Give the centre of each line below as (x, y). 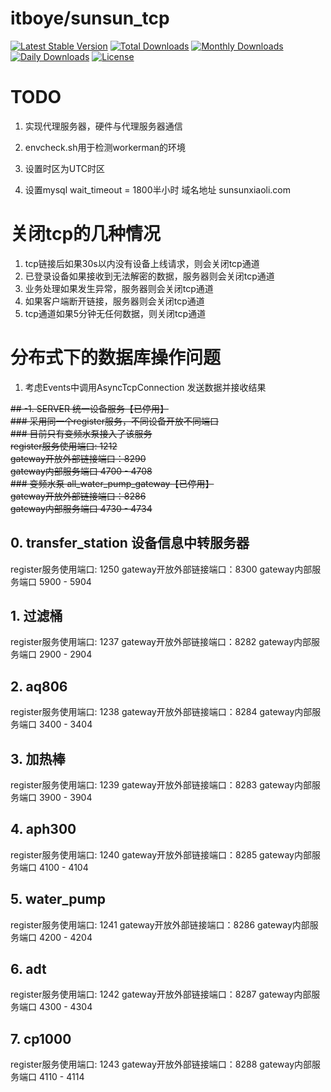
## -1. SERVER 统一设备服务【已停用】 (89, 408)
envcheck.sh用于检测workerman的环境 (105, 147)
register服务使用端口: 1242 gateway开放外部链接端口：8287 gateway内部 (161, 994)
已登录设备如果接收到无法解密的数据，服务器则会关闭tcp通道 (149, 276)
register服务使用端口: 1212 (64, 446)
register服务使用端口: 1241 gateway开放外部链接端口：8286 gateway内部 (160, 924)
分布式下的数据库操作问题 (116, 358)
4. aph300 (43, 829)
